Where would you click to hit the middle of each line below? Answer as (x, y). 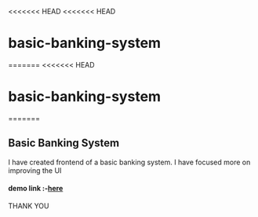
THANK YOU (29, 206)
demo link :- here (36, 189)
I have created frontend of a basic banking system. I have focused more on (129, 162)
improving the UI (35, 170)
